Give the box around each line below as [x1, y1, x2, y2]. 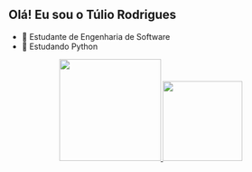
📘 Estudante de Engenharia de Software [21, 31, 171, 42]
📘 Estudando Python [21, 41, 98, 52]
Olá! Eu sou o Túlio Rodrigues [8, 7, 177, 23]
